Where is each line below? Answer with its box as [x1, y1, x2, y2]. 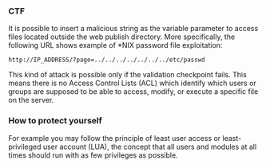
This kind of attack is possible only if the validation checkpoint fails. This [8, 70, 248, 80]
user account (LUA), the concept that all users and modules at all [42, 142, 257, 151]
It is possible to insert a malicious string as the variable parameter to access [8, 24, 259, 33]
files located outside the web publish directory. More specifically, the [8, 32, 236, 41]
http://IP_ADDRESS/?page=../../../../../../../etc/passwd [8, 56, 205, 64]
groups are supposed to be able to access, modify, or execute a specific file [8, 87, 259, 96]
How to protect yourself [8, 115, 102, 127]
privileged [8, 142, 42, 151]
